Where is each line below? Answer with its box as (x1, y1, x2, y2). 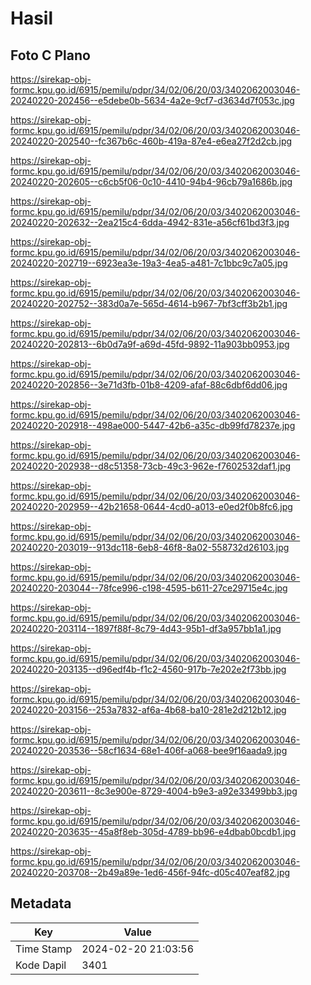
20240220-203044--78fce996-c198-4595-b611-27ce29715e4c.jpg (10, 582, 288, 594)
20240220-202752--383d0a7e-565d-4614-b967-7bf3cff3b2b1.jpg (10, 298, 288, 309)
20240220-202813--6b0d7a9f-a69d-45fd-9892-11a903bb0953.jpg (10, 338, 290, 350)
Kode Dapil (15, 958, 67, 972)
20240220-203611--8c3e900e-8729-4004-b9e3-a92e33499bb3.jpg (10, 785, 298, 797)
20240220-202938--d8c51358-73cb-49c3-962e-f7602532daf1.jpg (10, 460, 292, 472)
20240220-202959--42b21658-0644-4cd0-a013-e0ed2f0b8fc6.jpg (10, 501, 293, 512)
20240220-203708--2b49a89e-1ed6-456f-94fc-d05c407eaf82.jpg (10, 867, 291, 878)
